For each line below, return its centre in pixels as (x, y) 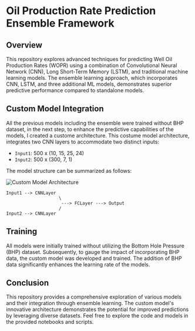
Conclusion (28, 283)
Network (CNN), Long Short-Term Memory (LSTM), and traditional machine (97, 71)
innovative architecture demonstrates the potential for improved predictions (97, 309)
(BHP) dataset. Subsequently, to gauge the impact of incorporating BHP (93, 252)
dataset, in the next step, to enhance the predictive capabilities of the (90, 129)
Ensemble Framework (60, 23)
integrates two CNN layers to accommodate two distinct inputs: (83, 142)
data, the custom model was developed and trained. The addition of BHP (94, 258)
